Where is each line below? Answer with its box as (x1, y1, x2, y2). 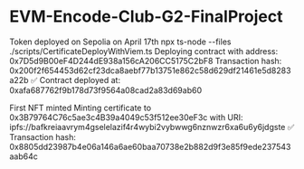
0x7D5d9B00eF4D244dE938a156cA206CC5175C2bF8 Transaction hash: (9, 55, 282, 66)
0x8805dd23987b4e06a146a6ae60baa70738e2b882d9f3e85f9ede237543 (9, 141, 291, 152)
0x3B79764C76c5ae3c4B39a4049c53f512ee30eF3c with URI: (9, 111, 243, 123)
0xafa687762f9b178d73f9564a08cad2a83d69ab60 (9, 84, 202, 96)
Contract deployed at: (39, 74, 120, 85)
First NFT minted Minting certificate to (9, 102, 152, 113)
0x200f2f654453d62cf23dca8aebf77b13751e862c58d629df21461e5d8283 (9, 65, 291, 76)
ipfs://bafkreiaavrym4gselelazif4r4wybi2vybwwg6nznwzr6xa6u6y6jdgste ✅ (9, 121, 295, 132)
